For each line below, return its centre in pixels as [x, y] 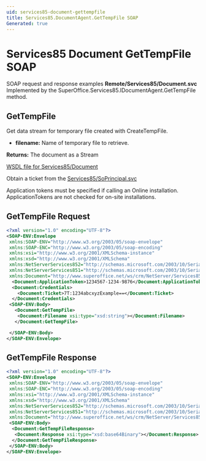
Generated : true [27, 23]
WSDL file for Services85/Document [52, 167]
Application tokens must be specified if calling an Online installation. [93, 190]
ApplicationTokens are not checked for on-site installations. [81, 197]
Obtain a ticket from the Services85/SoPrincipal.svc [72, 179]
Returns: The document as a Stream [53, 155]
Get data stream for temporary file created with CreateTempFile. [87, 131]
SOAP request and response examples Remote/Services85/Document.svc [102, 84]
